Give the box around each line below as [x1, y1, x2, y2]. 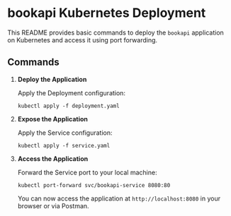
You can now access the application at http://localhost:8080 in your [17, 194, 221, 203]
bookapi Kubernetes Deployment [7, 5, 206, 21]
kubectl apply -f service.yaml [17, 142, 111, 149]
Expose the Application [17, 114, 89, 123]
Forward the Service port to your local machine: [17, 168, 157, 176]
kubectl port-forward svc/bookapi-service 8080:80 [17, 181, 171, 188]
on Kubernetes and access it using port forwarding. [7, 35, 158, 44]
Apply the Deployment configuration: [17, 88, 126, 97]
